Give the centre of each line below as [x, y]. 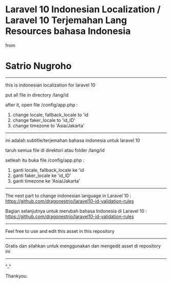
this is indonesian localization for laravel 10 [50, 85]
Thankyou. [17, 276]
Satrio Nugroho [38, 66]
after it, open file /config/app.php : [42, 105]
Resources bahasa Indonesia [68, 31]
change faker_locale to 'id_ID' [44, 120]
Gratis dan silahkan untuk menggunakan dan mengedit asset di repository [83, 246]
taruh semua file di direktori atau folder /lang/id [55, 150]
